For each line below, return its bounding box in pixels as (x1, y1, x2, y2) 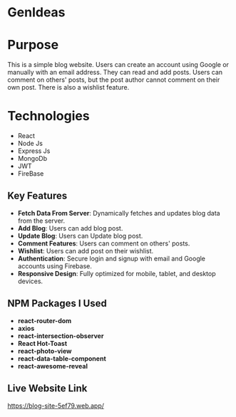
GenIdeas (7, 4, 66, 21)
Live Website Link (7, 382, 88, 395)
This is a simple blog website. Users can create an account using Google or (7, 60, 230, 69)
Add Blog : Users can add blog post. (17, 223, 123, 232)
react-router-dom (17, 316, 72, 324)
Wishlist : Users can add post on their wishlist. (17, 246, 154, 255)
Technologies (7, 108, 91, 125)
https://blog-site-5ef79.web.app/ (7, 401, 105, 410)
